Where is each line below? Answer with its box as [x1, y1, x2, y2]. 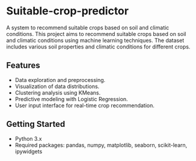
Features [6, 60, 40, 71]
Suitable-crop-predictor [6, 4, 129, 18]
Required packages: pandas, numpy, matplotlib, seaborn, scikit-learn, [14, 141, 188, 148]
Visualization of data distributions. [14, 83, 100, 90]
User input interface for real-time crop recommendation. [14, 102, 155, 109]
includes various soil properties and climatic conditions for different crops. [6, 43, 191, 50]
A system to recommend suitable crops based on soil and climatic [6, 24, 170, 31]
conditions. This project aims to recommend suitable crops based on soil [6, 30, 186, 37]
